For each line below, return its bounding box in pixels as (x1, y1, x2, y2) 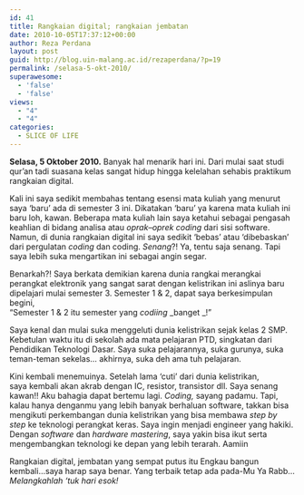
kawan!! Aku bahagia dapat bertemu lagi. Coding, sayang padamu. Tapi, (9, 390, 279, 401)
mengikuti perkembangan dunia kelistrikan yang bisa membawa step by (9, 409, 278, 420)
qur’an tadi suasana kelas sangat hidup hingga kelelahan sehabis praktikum (9, 165, 292, 177)
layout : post (9, 47, 59, 56)
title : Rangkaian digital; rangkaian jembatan (9, 22, 189, 31)
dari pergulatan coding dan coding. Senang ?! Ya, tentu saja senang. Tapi (9, 241, 281, 252)
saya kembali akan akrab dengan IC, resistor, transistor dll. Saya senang (9, 380, 279, 391)
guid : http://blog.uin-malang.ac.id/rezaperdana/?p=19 (9, 55, 221, 64)
